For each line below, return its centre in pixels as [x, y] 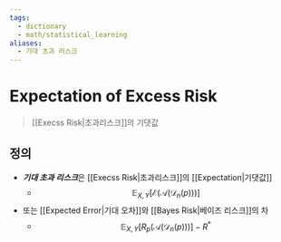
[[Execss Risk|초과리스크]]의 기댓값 [95, 122]
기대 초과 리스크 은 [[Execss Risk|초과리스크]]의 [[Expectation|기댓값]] [147, 177]
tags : [19, 18]
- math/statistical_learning [73, 34]
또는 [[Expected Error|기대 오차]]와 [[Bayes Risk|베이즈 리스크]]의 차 [145, 210]
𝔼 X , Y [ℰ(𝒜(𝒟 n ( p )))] [166, 194]
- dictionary [42, 26]
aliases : [26, 43]
